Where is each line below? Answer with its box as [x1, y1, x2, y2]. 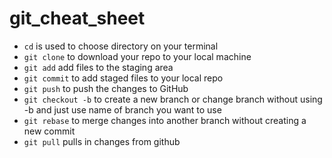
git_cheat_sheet [9, 7, 146, 30]
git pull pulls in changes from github [23, 135, 181, 147]
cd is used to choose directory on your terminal [23, 40, 219, 52]
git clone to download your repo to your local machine [23, 50, 252, 62]
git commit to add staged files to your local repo [23, 72, 224, 84]
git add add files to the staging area [23, 61, 174, 73]
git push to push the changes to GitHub [23, 82, 189, 94]
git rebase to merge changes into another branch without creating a [23, 114, 307, 126]
